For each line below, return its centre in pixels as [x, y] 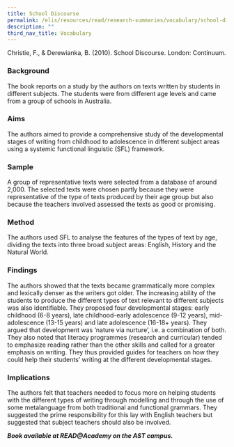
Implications [29, 377]
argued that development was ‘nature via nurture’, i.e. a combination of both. [117, 330]
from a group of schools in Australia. [60, 101]
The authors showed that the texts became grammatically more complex [111, 285]
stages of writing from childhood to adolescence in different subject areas [114, 141]
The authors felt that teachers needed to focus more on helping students [111, 393]
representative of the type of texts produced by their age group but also [110, 197]
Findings [22, 270]
